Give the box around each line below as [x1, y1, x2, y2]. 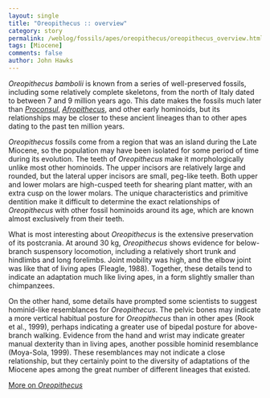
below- [235, 238, 260, 248]
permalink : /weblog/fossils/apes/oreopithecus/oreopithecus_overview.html [8, 34, 264, 43]
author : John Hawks [8, 57, 74, 65]
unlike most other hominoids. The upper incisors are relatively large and [8, 162, 247, 172]
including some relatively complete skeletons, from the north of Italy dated [8, 87, 255, 96]
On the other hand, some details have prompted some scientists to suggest [8, 296, 257, 306]
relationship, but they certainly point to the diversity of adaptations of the [8, 355, 251, 366]
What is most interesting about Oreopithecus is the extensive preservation [8, 229, 254, 239]
